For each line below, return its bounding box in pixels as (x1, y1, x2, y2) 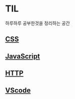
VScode (5, 86, 31, 94)
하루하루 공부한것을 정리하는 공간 (5, 20, 70, 26)
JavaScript (5, 52, 40, 60)
